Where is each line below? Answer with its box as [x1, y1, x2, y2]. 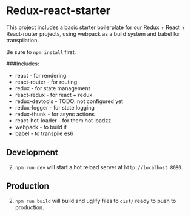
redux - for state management [15, 84, 90, 92]
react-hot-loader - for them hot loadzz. [15, 116, 113, 124]
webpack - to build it [15, 123, 67, 130]
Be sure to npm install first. [6, 48, 76, 55]
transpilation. [6, 36, 39, 44]
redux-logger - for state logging [15, 104, 95, 111]
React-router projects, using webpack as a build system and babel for [6, 30, 181, 37]
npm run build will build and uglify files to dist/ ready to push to [15, 197, 176, 204]
